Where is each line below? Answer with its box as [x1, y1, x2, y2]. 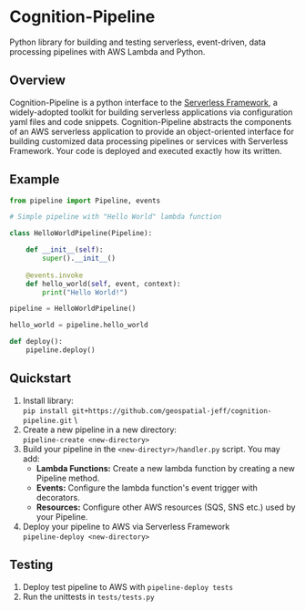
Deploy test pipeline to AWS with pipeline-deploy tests [22, 581, 234, 592]
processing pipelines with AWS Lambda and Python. [9, 46, 206, 57]
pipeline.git [22, 416, 73, 425]
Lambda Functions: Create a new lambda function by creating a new [36, 462, 296, 473]
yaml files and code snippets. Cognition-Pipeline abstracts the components [9, 116, 292, 127]
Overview [9, 73, 66, 88]
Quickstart [9, 371, 72, 387]
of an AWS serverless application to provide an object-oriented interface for [9, 126, 294, 137]
